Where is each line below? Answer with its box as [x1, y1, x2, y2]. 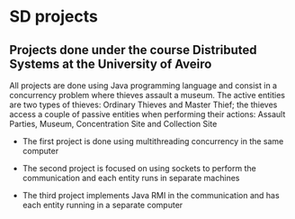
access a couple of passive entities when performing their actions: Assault [9, 109, 286, 119]
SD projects [9, 6, 99, 27]
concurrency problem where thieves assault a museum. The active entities [9, 90, 286, 100]
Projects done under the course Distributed [9, 42, 258, 58]
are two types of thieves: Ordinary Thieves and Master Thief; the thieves [9, 99, 278, 110]
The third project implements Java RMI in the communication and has [22, 190, 281, 200]
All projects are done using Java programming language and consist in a [9, 80, 277, 91]
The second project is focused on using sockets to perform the [22, 163, 256, 173]
